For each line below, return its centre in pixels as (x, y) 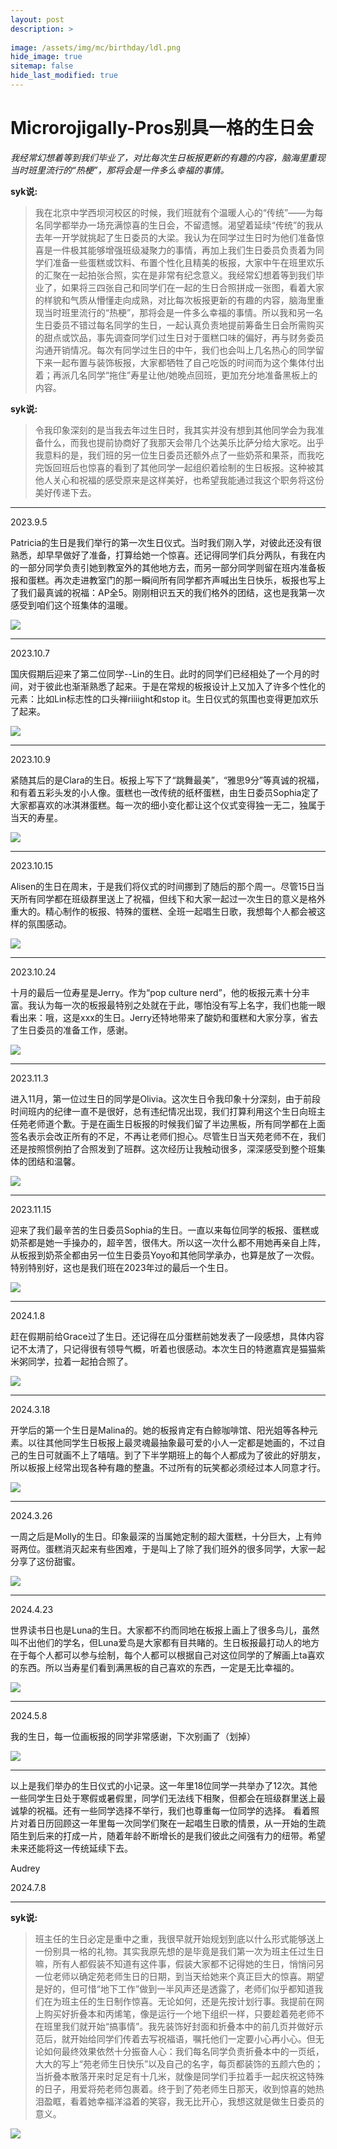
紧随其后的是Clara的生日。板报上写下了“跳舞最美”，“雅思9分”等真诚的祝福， (167, 780)
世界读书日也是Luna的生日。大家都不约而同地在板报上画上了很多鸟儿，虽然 (165, 1630)
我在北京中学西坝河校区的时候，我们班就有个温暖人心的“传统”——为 (174, 212)
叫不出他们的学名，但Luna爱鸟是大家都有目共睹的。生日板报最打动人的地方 (165, 1642)
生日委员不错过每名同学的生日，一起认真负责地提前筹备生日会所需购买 (179, 325)
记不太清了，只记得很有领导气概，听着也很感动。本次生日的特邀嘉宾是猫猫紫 (168, 1348)
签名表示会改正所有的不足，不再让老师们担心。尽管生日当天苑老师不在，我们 (168, 1136)
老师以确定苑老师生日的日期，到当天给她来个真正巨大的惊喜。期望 (188, 1976)
